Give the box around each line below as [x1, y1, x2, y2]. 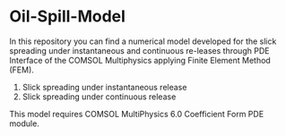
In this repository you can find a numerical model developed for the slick [9, 36, 277, 47]
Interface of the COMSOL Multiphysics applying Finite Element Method [9, 55, 271, 65]
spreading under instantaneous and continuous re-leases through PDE [9, 45, 270, 55]
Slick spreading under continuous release [22, 91, 177, 102]
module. [9, 118, 40, 129]
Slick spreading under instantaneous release [22, 81, 187, 92]
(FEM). [9, 64, 34, 75]
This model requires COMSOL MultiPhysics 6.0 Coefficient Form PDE [9, 108, 264, 119]
